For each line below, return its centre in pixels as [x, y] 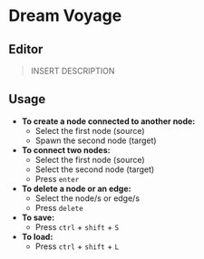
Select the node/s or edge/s [87, 198]
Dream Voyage [65, 16]
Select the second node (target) [95, 169]
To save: [38, 217]
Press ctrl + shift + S [77, 226]
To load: [37, 236]
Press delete [59, 207]
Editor [26, 49]
